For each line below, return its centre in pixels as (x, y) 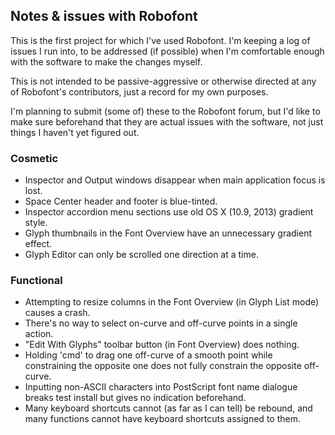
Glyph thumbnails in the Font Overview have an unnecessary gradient (168, 233)
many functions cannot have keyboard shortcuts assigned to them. (162, 419)
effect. (38, 244)
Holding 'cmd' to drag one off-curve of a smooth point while (148, 355)
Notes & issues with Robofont (104, 16)
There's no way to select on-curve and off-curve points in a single (161, 323)
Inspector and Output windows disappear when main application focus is (175, 180)
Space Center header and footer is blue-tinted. (121, 201)
